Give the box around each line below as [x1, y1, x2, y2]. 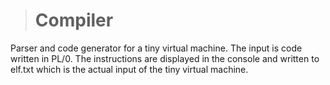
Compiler [34, 9, 114, 32]
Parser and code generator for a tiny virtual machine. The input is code [10, 42, 303, 54]
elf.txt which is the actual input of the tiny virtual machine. [10, 63, 249, 75]
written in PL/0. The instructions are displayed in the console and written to [10, 52, 320, 64]
